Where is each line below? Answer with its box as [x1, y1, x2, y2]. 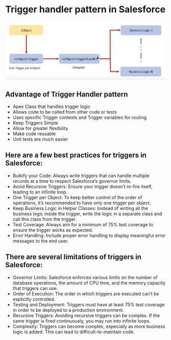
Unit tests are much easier [12, 136, 68, 142]
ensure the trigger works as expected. [12, 227, 93, 233]
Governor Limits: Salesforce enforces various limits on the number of [12, 274, 158, 280]
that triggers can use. [12, 285, 58, 291]
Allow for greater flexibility [12, 125, 68, 132]
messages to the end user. [12, 238, 69, 244]
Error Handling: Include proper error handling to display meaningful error [12, 232, 166, 239]
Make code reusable [12, 131, 56, 137]
